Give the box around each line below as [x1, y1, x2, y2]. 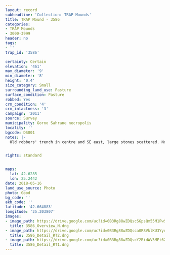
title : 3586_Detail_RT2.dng [10, 233, 69, 238]
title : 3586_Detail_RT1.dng [10, 242, 69, 247]
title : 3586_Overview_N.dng [10, 223, 69, 229]
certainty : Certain [5, 59, 47, 64]
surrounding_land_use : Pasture [5, 87, 71, 92]
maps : [5, 167, 17, 172]
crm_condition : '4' [5, 102, 47, 107]
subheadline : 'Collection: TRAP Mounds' [5, 12, 92, 17]
